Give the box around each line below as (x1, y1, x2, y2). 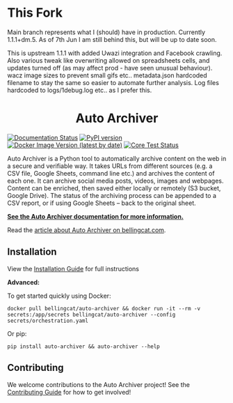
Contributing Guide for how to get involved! (7, 388, 131, 396)
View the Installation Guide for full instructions (7, 264, 140, 273)
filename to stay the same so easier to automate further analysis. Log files (7, 78, 219, 86)
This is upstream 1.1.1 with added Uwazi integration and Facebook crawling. (7, 49, 223, 57)
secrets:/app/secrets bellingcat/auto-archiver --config (7, 311, 176, 318)
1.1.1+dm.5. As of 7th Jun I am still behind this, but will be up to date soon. (7, 35, 217, 43)
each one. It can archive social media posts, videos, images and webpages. (7, 176, 224, 185)
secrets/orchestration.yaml (7, 317, 89, 324)
